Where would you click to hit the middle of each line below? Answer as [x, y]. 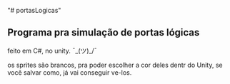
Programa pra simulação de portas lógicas [104, 32]
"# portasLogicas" [34, 10]
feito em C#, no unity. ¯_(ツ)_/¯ [52, 51]
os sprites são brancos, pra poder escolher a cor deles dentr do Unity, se [115, 65]
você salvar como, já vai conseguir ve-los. [70, 72]
